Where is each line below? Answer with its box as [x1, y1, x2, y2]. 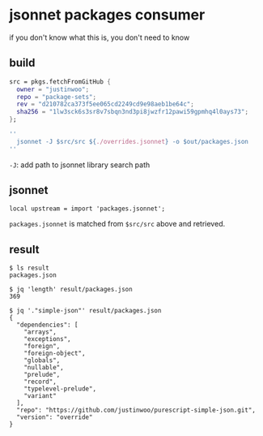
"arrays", [23, 328, 57, 336]
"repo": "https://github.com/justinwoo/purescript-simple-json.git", [16, 406, 256, 415]
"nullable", [23, 364, 64, 372]
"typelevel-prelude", [23, 385, 96, 393]
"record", [23, 378, 57, 386]
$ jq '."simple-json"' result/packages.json [9, 307, 162, 315]
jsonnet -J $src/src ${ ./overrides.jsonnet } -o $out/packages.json [16, 137, 249, 145]
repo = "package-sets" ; [16, 93, 96, 101]
